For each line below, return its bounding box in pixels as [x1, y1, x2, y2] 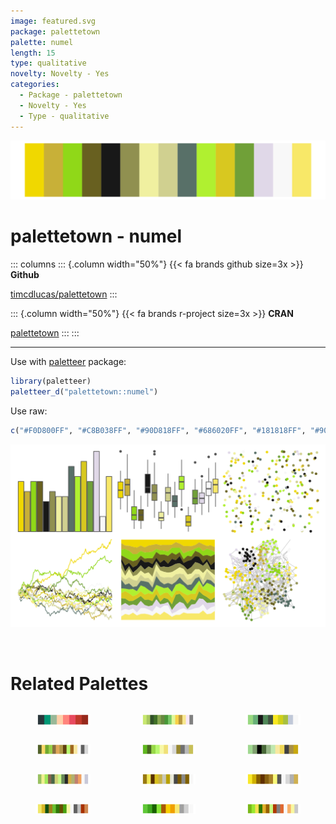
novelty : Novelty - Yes [10, 69, 110, 79]
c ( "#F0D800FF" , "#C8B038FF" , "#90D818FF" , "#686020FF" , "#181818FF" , [10, 425, 307, 435]
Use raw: [10, 405, 48, 417]
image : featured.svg [10, 16, 97, 26]
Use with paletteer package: [10, 355, 127, 367]
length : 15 [10, 48, 56, 58]
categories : [10, 80, 60, 90]
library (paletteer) [10, 376, 92, 386]
